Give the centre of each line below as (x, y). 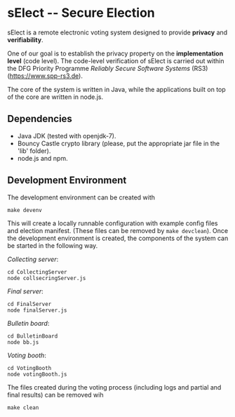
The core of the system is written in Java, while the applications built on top (116, 89)
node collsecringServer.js (47, 278)
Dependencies (40, 119)
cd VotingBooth (29, 368)
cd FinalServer (29, 304)
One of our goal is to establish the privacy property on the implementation (115, 53)
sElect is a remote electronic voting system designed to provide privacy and (117, 32)
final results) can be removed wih (55, 395)
